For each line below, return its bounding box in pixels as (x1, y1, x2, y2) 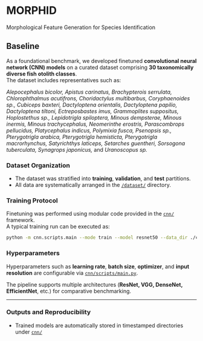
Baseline (6, 41, 40, 51)
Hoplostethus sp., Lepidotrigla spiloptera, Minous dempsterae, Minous (6, 114, 182, 121)
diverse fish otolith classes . (6, 70, 77, 77)
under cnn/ (14, 328, 42, 336)
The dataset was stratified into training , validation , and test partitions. (14, 175, 192, 182)
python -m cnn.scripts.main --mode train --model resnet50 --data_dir (6, 235, 188, 241)
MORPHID (6, 4, 57, 18)
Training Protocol (6, 196, 59, 204)
